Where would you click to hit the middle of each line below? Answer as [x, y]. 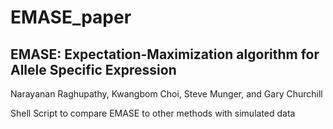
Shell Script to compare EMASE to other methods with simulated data [153, 113]
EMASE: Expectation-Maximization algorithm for [165, 54]
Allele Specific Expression [93, 69]
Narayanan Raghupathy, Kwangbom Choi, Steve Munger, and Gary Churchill [166, 94]
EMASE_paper [71, 17]
